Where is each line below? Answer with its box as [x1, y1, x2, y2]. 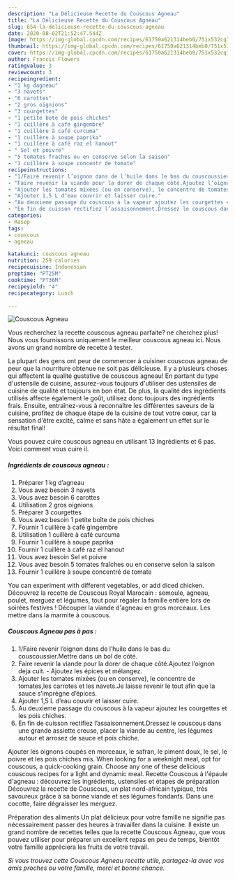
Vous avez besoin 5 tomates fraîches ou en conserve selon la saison [17, 561, 215, 569]
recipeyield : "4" [8, 283, 59, 290]
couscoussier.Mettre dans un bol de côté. [17, 652, 138, 661]
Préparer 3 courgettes [17, 508, 82, 516]
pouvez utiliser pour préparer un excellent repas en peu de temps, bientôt [8, 836, 220, 844]
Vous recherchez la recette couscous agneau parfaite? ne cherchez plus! [8, 328, 218, 337]
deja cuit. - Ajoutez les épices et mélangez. [17, 667, 142, 675]
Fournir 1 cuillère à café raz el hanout [17, 545, 125, 554]
